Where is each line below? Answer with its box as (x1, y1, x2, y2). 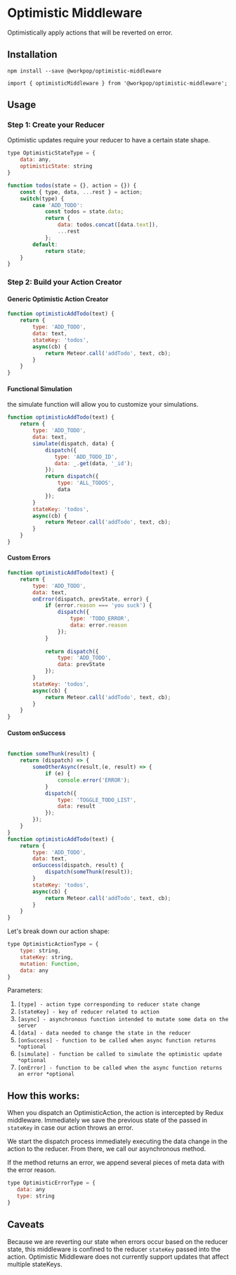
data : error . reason (70, 622, 128, 629)
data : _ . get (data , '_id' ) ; (54, 460, 133, 467)
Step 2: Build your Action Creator (7, 277, 122, 287)
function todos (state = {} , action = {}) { (7, 182, 137, 189)
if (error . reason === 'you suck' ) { (44, 602, 152, 609)
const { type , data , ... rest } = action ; (20, 188, 143, 195)
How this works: (7, 1090, 80, 1102)
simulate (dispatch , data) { (32, 440, 114, 447)
